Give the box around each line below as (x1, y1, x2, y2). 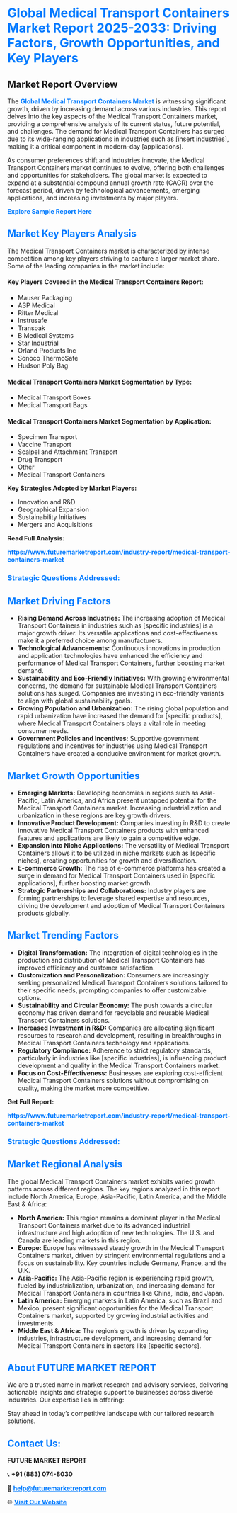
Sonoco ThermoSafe (17, 354, 79, 363)
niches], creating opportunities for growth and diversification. (17, 856, 197, 865)
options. (17, 993, 42, 1002)
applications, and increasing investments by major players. (7, 193, 178, 202)
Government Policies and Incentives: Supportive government (17, 735, 200, 743)
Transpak (17, 324, 46, 332)
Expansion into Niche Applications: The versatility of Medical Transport (17, 841, 229, 849)
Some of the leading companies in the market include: (7, 261, 165, 270)
